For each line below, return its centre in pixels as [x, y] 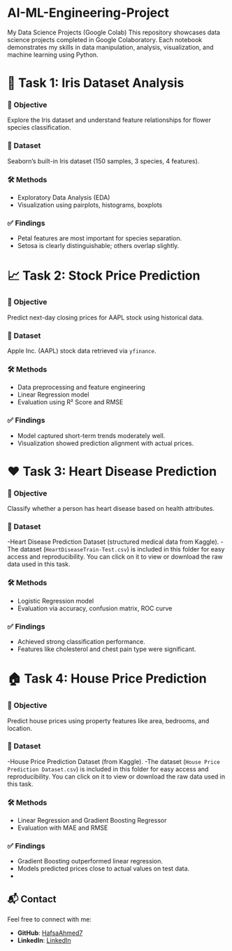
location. [20, 728]
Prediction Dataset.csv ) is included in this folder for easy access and [108, 769]
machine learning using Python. [53, 55]
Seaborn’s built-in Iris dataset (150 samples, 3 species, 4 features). [103, 161]
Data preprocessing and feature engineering [81, 388]
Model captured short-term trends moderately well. [91, 435]
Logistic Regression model [56, 601]
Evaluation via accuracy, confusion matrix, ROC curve [95, 608]
